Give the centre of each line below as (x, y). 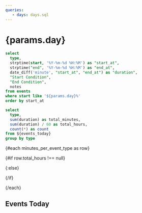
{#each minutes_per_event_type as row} (48, 148)
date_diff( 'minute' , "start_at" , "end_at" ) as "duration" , (74, 72)
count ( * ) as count (30, 129)
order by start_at (25, 101)
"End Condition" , (28, 82)
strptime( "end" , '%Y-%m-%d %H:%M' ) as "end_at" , (62, 68)
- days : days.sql (31, 15)
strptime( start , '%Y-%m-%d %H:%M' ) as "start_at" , (65, 63)
